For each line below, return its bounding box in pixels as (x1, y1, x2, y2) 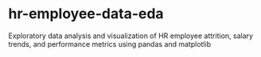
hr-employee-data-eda (8, 5, 165, 23)
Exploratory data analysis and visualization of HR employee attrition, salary (8, 31, 253, 40)
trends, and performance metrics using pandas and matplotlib (8, 39, 212, 48)
